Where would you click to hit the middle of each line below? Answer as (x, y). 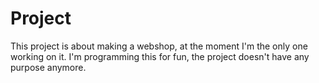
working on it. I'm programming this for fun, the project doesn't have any (160, 56)
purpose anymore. (48, 67)
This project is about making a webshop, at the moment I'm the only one (159, 46)
